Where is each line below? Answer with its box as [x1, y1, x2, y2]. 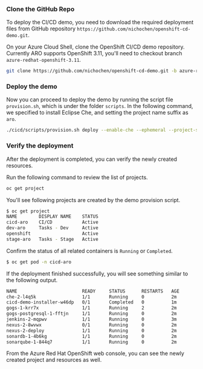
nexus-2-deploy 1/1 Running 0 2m [6, 327, 177, 334]
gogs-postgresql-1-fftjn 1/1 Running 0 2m [6, 311, 177, 317]
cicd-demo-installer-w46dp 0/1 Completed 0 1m [6, 299, 177, 305]
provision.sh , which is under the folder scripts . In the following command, [6, 103, 193, 110]
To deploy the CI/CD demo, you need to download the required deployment [6, 19, 194, 26]
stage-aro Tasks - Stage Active [6, 236, 98, 242]
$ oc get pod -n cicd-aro [6, 259, 71, 265]
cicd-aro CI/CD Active [6, 219, 98, 226]
